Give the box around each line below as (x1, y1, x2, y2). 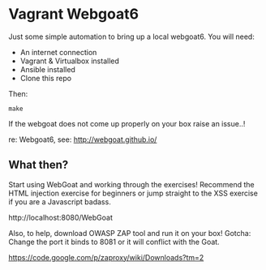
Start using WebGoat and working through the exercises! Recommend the (8, 179, 255, 189)
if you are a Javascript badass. (8, 196, 111, 207)
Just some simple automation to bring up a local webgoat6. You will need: (8, 32, 255, 41)
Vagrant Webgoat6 (8, 5, 139, 24)
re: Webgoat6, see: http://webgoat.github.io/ (8, 135, 157, 144)
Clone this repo (19, 73, 71, 83)
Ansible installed (19, 64, 75, 74)
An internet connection (19, 47, 97, 57)
